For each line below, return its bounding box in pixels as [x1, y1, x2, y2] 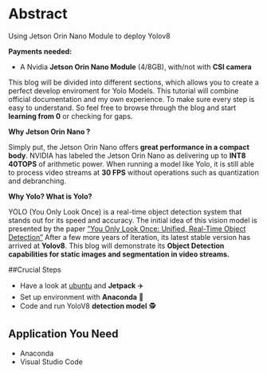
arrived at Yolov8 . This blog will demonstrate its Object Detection [8, 241, 225, 250]
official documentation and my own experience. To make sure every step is [8, 94, 255, 104]
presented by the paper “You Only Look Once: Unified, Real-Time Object [8, 224, 246, 234]
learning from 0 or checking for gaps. [8, 111, 133, 120]
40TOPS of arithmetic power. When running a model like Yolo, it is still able [8, 159, 255, 168]
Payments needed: [8, 46, 73, 56]
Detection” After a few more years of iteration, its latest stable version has [8, 232, 251, 241]
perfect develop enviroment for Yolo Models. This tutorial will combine [8, 85, 239, 96]
